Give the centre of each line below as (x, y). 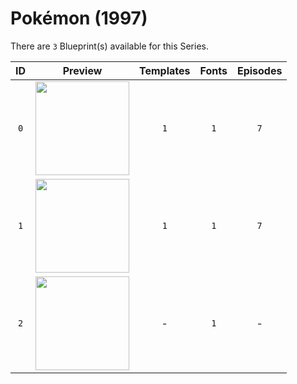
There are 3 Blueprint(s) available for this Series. (109, 46)
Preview (82, 70)
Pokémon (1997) (79, 18)
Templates (165, 70)
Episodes (259, 70)
